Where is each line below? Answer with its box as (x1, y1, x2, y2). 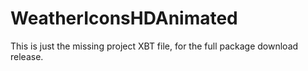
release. (10, 50, 44, 62)
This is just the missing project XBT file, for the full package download (10, 40, 299, 52)
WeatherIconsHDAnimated (10, 7, 238, 30)
